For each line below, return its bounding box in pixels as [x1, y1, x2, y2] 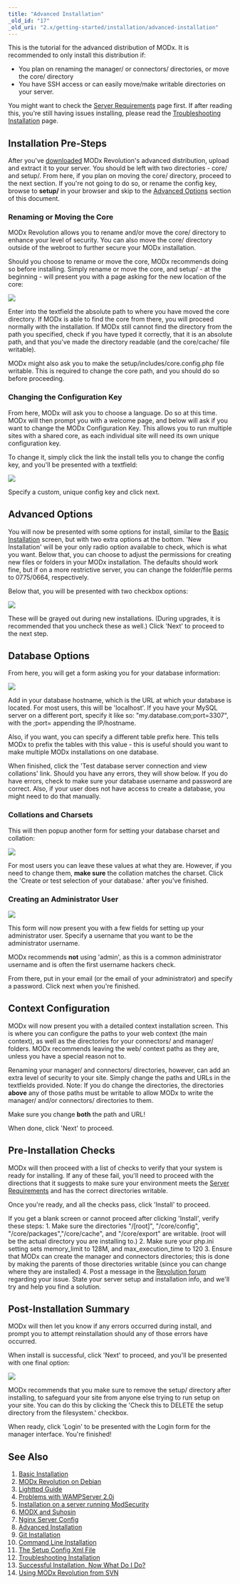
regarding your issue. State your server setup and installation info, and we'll [8, 1274, 230, 1283]
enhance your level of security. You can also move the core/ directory [8, 236, 213, 244]
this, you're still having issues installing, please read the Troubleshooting [8, 109, 221, 118]
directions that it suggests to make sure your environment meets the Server [8, 1179, 230, 1187]
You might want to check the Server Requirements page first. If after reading [8, 102, 232, 110]
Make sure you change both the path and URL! [8, 1109, 145, 1119]
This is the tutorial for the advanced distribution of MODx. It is [8, 44, 189, 52]
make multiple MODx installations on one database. [8, 748, 159, 756]
